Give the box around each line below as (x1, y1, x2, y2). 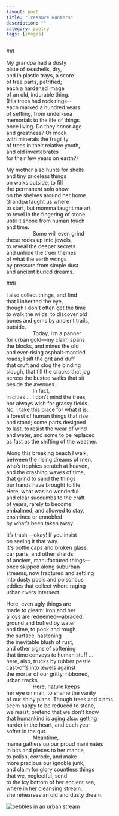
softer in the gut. (6, 728, 47, 735)
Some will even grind (32, 230, 85, 237)
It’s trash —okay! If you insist (6, 531, 77, 538)
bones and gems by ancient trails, (6, 317, 90, 324)
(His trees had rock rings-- (6, 97, 72, 105)
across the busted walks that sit (6, 374, 85, 381)
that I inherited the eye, (6, 298, 63, 305)
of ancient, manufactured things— (6, 557, 91, 564)
